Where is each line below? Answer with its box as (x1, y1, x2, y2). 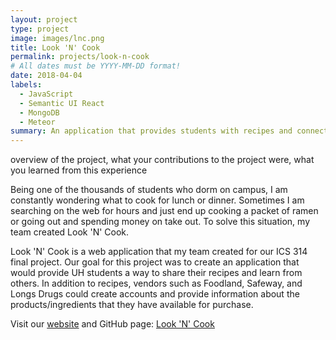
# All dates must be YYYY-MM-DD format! (10, 61, 182, 71)
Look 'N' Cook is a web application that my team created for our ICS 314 (10, 246, 308, 258)
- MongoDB (19, 107, 60, 118)
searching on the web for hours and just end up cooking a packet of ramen (10, 205, 319, 217)
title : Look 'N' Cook (10, 42, 101, 53)
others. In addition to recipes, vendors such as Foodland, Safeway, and (10, 277, 303, 290)
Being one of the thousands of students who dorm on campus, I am (10, 184, 288, 196)
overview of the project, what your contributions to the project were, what (10, 154, 315, 166)
